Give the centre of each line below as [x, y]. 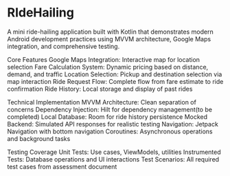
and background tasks [39, 138]
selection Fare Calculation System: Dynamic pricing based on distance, [108, 67]
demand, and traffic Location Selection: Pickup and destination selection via [115, 74]
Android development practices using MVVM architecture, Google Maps [109, 38]
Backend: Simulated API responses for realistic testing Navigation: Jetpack [113, 124]
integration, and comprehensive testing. [64, 46]
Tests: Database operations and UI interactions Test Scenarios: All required [113, 159]
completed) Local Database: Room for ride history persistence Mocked [107, 117]
